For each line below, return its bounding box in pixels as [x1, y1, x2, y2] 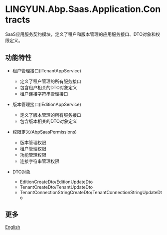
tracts [5, 14, 30, 25]
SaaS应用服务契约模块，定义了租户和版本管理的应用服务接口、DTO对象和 [5, 31, 156, 37]
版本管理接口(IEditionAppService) [12, 101, 81, 107]
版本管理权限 [19, 139, 46, 145]
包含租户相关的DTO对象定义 [19, 84, 77, 90]
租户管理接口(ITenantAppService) [12, 67, 81, 73]
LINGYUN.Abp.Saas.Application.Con [5, 3, 161, 15]
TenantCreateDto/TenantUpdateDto [19, 184, 93, 190]
